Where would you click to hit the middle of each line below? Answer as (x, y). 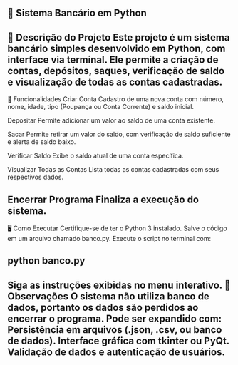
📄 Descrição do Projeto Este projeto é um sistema (119, 37)
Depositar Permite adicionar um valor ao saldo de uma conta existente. (112, 120)
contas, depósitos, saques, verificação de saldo (116, 71)
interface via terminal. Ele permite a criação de (113, 60)
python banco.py (46, 261)
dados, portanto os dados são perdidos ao (103, 307)
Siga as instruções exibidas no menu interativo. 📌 (119, 285)
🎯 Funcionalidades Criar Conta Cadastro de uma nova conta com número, (116, 99)
